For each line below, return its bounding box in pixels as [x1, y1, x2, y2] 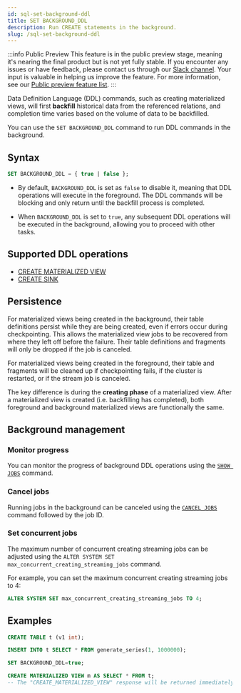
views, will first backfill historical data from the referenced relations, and [7, 101, 221, 111]
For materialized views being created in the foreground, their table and [7, 359, 215, 367]
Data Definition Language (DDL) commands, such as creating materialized [7, 94, 225, 103]
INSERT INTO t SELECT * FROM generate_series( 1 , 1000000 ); [7, 647, 187, 654]
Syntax [7, 151, 40, 164]
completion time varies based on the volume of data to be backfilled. [7, 109, 210, 118]
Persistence [7, 296, 62, 308]
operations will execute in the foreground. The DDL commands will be [17, 191, 223, 199]
